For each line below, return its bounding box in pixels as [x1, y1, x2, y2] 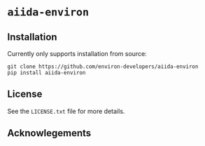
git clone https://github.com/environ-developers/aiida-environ [7, 63, 199, 70]
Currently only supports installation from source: [7, 50, 147, 58]
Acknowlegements [7, 127, 92, 139]
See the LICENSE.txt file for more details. [7, 107, 125, 115]
